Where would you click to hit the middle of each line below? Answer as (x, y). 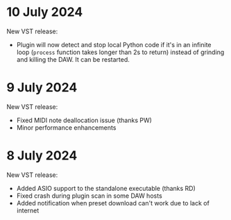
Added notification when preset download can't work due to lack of (113, 203)
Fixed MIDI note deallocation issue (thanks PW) (84, 120)
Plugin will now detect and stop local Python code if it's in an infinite (114, 44)
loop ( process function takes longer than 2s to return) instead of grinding (120, 52)
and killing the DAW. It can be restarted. (73, 59)
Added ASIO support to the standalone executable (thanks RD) (106, 188)
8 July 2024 (42, 156)
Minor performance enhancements (66, 127)
